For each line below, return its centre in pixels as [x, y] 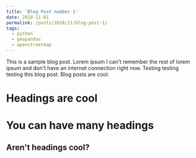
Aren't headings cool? [48, 147]
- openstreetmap [31, 45]
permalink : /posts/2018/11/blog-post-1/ [57, 23]
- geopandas [26, 39]
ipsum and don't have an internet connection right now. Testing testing [93, 68]
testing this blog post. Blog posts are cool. [58, 74]
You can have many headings [80, 126]
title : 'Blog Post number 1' [42, 12]
